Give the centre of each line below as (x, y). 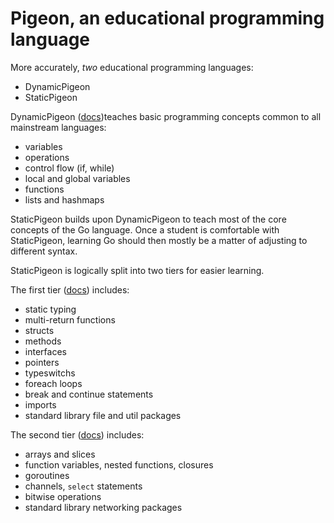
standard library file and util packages (103, 415)
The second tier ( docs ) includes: (77, 434)
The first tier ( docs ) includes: (70, 289)
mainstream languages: (58, 127)
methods (43, 341)
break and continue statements (89, 394)
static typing (50, 309)
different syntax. (44, 251)
